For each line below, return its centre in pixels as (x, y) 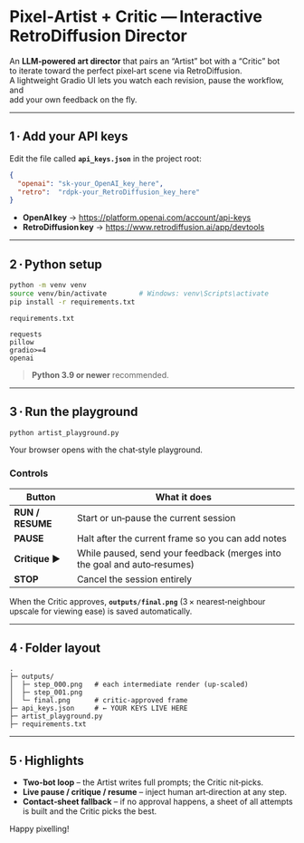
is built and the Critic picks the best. (90, 811)
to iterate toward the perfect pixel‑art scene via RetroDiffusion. (126, 71)
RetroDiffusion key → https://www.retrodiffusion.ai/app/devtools (143, 228)
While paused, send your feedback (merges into (179, 553)
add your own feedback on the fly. (73, 99)
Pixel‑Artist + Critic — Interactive (136, 17)
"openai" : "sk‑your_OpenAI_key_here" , (91, 183)
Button (41, 497)
